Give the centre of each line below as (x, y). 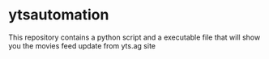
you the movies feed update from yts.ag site (82, 45)
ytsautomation (59, 15)
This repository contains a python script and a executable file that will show (134, 37)
